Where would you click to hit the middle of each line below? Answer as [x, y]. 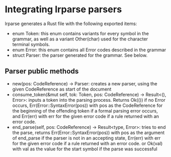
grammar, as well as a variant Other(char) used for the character [80, 39]
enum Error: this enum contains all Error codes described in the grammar [89, 50]
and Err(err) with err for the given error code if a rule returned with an [85, 116]
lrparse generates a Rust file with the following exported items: [71, 24]
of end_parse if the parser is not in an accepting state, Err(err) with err [86, 138]
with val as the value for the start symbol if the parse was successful [84, 149]
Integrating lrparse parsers [63, 9]
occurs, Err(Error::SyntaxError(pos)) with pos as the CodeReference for [87, 105]
